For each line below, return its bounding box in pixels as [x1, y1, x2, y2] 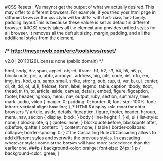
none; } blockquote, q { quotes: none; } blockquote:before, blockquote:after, [5, 119, 157, 125]
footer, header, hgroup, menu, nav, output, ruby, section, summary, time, [5, 93, 150, 99]
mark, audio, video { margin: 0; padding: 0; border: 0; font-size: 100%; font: [5, 99, 157, 105]
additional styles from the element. [5, 35, 75, 41]
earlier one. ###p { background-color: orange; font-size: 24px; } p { [5, 145, 141, 151]
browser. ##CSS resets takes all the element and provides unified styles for [5, 25, 156, 31]
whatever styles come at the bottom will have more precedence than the [5, 140, 150, 146]
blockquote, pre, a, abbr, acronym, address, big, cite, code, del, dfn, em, [5, 73, 150, 79]
